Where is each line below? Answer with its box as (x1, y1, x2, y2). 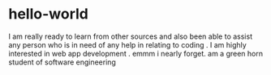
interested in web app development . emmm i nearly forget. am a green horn (8, 48, 264, 58)
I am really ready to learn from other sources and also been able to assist (8, 31, 253, 41)
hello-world (8, 5, 89, 23)
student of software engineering (8, 57, 116, 67)
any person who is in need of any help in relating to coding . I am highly (8, 40, 247, 49)
